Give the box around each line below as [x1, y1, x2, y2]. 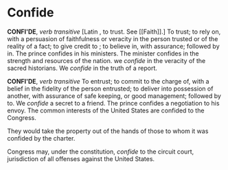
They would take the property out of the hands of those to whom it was [7, 127, 209, 135]
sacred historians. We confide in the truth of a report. [7, 64, 158, 72]
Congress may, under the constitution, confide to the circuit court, [7, 147, 194, 156]
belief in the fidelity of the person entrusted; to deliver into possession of [7, 84, 214, 93]
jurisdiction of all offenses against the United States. [7, 154, 155, 162]
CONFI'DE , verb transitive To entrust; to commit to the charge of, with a [7, 77, 209, 85]
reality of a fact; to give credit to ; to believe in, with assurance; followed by [7, 42, 220, 50]
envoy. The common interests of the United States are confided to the [7, 106, 205, 114]
